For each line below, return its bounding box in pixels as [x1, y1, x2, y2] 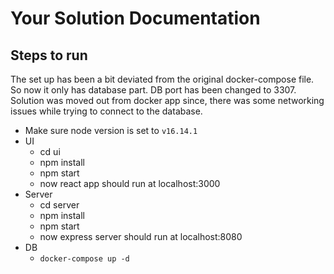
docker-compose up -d [39, 254, 130, 264]
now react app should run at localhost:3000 [39, 178, 221, 189]
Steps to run [10, 47, 88, 64]
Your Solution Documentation [10, 7, 261, 30]
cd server [39, 199, 80, 211]
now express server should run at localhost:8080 [39, 231, 243, 242]
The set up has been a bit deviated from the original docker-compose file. [10, 73, 315, 85]
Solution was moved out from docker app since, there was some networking [10, 95, 325, 106]
